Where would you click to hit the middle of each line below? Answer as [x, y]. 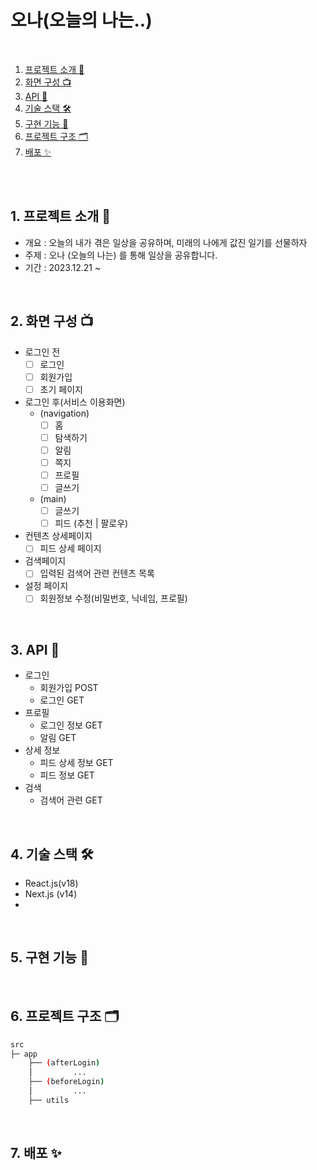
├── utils [49, 1100]
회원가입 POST [69, 688]
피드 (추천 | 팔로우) [91, 523]
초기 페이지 [61, 389]
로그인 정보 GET [71, 725]
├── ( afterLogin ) [64, 1063]
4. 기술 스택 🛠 [52, 854]
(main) [53, 499]
